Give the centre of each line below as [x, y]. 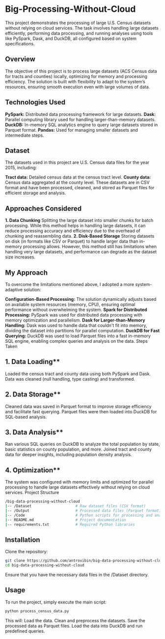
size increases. [20, 257]
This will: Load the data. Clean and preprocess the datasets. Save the [75, 620]
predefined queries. [25, 631]
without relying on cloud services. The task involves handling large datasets [82, 28]
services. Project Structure [32, 493]
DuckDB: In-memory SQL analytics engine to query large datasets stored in [82, 125]
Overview [20, 59]
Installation [23, 540]
